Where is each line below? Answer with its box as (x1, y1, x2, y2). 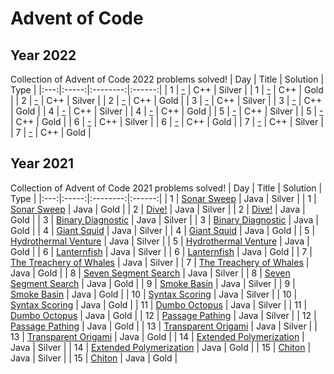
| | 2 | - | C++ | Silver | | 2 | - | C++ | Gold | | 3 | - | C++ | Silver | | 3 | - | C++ (10, 95, 323, 106)
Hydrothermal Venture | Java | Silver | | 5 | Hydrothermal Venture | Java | (10, 235, 310, 247)
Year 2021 (10, 155, 75, 172)
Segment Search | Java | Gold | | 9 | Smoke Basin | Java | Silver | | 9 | (10, 277, 296, 289)
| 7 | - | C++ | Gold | (10, 127, 92, 138)
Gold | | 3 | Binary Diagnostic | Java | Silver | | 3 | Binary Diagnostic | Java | (10, 213, 319, 226)
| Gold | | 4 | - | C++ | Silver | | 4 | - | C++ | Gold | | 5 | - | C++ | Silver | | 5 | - (10, 105, 324, 117)
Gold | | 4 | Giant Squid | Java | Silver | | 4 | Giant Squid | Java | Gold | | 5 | (10, 224, 316, 236)
